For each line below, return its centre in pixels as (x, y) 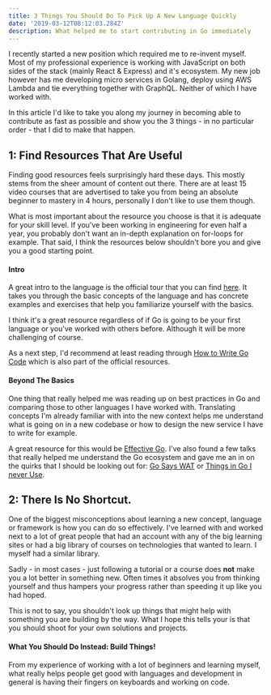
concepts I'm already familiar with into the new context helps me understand (136, 416)
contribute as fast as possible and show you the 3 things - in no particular (131, 122)
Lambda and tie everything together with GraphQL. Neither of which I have (133, 88)
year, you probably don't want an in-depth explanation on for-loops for (126, 234)
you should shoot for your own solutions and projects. (98, 628)
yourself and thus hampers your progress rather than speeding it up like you (135, 586)
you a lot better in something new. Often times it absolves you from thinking (134, 578)
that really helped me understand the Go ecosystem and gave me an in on (131, 457)
